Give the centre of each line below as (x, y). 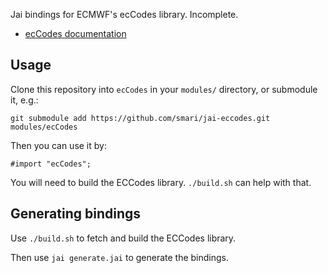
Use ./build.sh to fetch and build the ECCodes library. (123, 238)
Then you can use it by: (58, 145)
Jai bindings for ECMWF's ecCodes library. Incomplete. (124, 14)
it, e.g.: (24, 100)
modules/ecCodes (44, 127)
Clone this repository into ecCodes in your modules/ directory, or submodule (164, 89)
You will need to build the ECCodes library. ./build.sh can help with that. (161, 182)
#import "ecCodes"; (51, 164)
